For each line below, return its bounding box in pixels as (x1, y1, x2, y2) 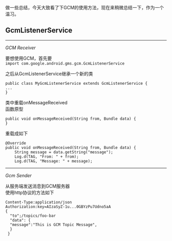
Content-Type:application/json (5, 199, 72, 205)
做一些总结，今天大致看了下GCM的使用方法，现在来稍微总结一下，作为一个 (5, 5, 164, 10)
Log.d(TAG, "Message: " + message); (14, 158, 93, 163)
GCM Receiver (5, 44, 36, 50)
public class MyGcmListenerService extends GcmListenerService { (5, 81, 147, 86)
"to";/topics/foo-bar (10, 213, 56, 218)
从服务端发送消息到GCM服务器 (5, 183, 70, 189)
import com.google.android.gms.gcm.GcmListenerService (5, 61, 125, 66)
